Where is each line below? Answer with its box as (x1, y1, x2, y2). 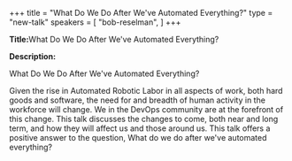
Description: (9, 51, 56, 61)
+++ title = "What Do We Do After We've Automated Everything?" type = (9, 8, 273, 18)
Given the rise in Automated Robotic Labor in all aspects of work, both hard (9, 86, 283, 96)
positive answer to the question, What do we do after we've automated (9, 133, 267, 142)
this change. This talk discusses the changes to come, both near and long (9, 114, 279, 124)
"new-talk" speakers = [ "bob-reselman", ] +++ (9, 17, 181, 27)
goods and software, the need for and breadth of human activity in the (9, 95, 265, 105)
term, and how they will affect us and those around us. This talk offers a (9, 123, 271, 134)
